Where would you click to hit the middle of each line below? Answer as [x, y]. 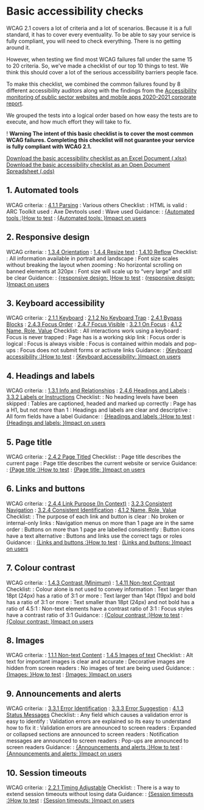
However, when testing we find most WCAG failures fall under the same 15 [100, 59]
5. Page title [29, 442]
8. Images [25, 641]
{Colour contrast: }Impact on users [50, 621]
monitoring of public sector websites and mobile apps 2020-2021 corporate [101, 97]
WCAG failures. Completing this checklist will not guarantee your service [100, 140]
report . [15, 103]
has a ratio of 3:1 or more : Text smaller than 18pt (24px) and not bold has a [100, 602]
